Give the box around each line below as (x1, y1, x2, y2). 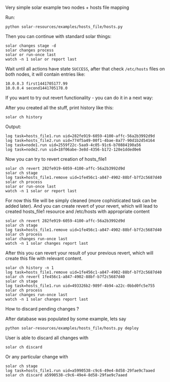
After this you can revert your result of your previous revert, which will (5, 250, 154, 256)
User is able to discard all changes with (5, 335, 89, 341)
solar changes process (5, 48, 54, 53)
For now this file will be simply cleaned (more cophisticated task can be (5, 197, 157, 204)
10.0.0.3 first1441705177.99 (5, 81, 68, 86)
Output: (5, 123, 22, 130)
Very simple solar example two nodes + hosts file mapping (5, 5, 129, 10)
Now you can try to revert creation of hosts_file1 (5, 156, 107, 162)
